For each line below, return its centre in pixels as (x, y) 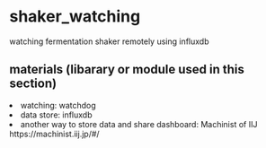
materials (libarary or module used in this (127, 70)
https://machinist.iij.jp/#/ (55, 134)
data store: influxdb (57, 115)
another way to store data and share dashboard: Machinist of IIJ (139, 124)
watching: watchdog (58, 105)
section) (33, 84)
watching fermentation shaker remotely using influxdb (109, 41)
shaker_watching (75, 17)
